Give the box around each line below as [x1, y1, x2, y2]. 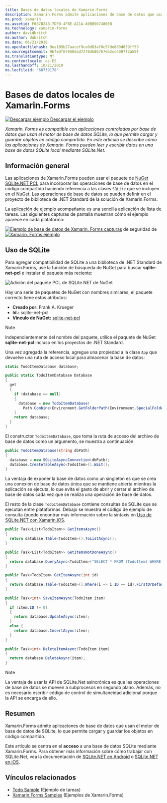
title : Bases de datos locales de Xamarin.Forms [5, 7, 108, 12]
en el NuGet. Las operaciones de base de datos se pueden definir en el [5, 191, 151, 197]
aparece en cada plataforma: [5, 216, 65, 222]
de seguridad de [123, 226, 157, 232]
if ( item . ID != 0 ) [9, 605, 48, 610]
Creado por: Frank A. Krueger [12, 304, 74, 310]
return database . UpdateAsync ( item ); [14, 614, 90, 619]
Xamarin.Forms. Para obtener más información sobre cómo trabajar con [5, 748, 152, 754]
